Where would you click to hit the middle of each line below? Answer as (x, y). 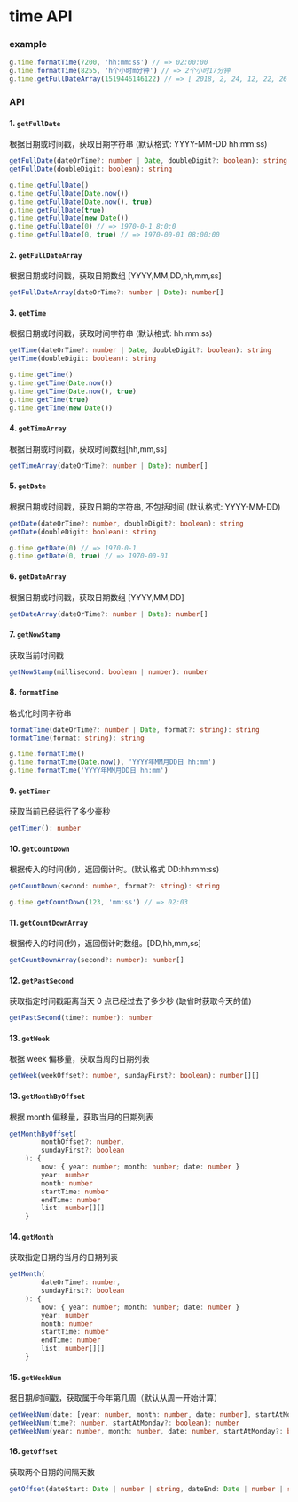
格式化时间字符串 (40, 712)
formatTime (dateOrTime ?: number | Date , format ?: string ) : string (134, 730)
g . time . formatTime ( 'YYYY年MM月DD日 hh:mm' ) (89, 771)
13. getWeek (30, 1038)
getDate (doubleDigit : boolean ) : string (83, 532)
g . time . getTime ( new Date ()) (61, 408)
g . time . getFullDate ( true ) (57, 210)
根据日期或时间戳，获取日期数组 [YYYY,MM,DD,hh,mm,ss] (115, 276)
